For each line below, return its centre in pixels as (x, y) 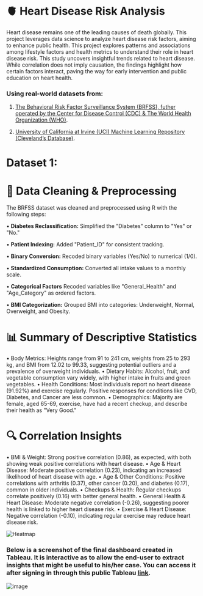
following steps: (26, 215)
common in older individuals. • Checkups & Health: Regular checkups (94, 490)
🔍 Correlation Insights (64, 436)
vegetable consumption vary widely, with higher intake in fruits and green (98, 378)
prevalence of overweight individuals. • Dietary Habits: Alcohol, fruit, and (98, 371)
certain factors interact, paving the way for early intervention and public (97, 71)
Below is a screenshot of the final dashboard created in (90, 550)
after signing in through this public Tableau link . (79, 573)
